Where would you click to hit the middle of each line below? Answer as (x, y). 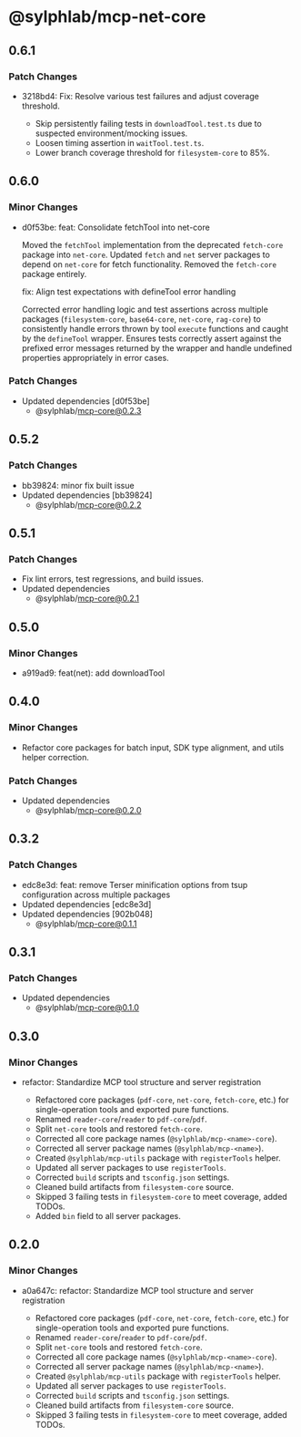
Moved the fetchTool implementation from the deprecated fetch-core (152, 244)
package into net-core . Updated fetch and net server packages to (145, 254)
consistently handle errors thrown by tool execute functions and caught (155, 328)
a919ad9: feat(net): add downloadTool (93, 673)
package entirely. (54, 274)
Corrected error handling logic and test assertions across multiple (145, 309)
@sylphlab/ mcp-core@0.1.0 (87, 1008)
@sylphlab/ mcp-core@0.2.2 (88, 504)
